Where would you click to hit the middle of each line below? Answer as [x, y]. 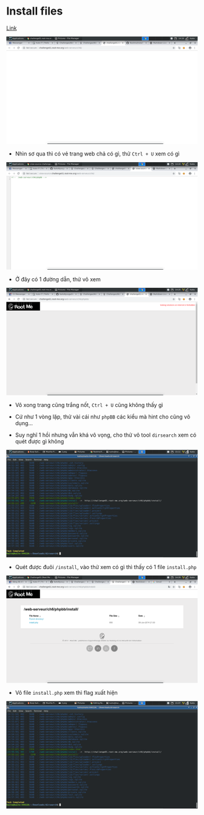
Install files [35, 11]
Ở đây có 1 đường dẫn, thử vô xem [58, 279]
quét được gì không [39, 441]
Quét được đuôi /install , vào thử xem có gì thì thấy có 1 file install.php [106, 567]
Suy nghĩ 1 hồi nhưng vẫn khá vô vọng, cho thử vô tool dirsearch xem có [106, 435]
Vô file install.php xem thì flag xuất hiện [66, 692]
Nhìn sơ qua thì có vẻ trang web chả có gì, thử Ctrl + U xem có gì [97, 154]
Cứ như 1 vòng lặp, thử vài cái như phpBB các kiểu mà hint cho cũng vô [103, 417]
